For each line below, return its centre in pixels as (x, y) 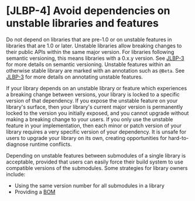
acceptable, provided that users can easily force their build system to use (95, 162)
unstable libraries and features (83, 23)
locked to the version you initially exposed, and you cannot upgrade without (97, 113)
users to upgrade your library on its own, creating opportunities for (87, 138)
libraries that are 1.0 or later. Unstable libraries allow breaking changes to (94, 46)
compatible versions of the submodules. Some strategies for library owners (97, 168)
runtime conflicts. (51, 144)
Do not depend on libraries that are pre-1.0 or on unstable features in (89, 39)
